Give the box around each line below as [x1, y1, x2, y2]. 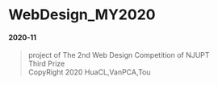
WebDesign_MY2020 [8, 6, 156, 24]
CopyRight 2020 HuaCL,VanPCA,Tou [27, 67, 151, 77]
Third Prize [27, 59, 65, 69]
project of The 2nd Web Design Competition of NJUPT [27, 51, 210, 60]
